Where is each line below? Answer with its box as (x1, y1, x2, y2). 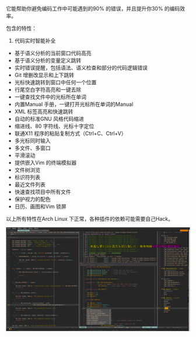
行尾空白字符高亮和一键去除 (14, 86, 82, 93)
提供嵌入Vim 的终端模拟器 (14, 159, 77, 166)
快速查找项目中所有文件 (14, 189, 71, 195)
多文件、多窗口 (14, 145, 51, 151)
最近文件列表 (14, 181, 45, 188)
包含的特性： (6, 25, 37, 32)
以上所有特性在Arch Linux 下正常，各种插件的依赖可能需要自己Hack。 (6, 216, 174, 222)
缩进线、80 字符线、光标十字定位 (14, 123, 94, 130)
